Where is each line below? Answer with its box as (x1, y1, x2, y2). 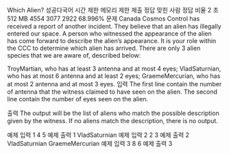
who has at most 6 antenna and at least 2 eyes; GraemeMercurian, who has (7, 72, 221, 80)
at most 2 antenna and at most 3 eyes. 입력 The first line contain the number (7, 80, 222, 88)
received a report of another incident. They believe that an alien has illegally (7, 23, 221, 30)
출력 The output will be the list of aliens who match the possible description (7, 109, 219, 117)
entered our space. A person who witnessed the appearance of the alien (7, 29, 212, 38)
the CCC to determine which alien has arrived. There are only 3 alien (7, 44, 201, 52)
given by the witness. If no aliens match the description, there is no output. (7, 117, 218, 125)
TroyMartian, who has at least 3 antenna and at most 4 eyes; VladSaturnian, (7, 64, 221, 73)
